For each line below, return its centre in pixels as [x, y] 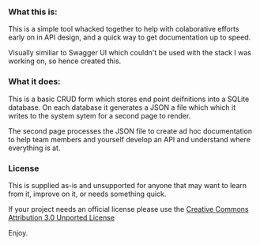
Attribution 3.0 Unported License [62, 217]
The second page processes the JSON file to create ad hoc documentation [130, 131]
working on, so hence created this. [65, 61]
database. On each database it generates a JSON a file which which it [122, 107]
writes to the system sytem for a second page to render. [100, 115]
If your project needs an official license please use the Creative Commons [128, 209]
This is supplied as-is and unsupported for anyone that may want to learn [128, 185]
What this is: [33, 12]
